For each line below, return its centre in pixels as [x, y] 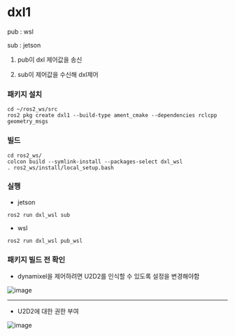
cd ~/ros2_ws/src [33, 109]
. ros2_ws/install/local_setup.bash [60, 168]
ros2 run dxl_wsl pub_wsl [45, 241]
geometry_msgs [28, 122]
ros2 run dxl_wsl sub [39, 215]
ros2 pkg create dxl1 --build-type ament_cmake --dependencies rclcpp [112, 115]
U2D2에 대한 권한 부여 [48, 311]
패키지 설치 [25, 94]
